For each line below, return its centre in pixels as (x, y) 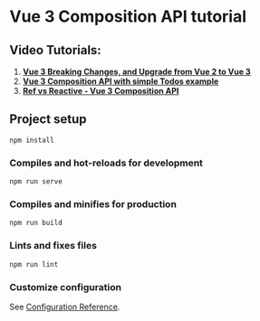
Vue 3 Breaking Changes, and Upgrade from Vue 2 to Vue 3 (136, 71)
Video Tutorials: (55, 50)
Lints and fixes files (53, 246)
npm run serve (36, 182)
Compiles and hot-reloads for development (106, 163)
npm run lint (34, 264)
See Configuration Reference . (65, 307)
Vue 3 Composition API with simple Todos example (120, 81)
